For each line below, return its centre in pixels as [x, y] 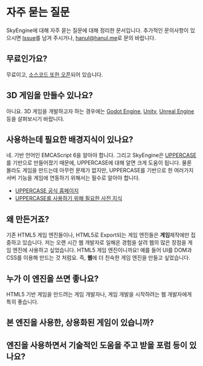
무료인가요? [27, 59]
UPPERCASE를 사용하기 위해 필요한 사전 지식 [69, 198]
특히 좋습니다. [23, 302]
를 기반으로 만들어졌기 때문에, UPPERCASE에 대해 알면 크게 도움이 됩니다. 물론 [99, 163]
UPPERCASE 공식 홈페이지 [47, 191]
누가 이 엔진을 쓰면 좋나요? [53, 279]
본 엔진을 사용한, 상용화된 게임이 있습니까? [80, 323]
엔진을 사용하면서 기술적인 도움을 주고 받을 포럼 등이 [97, 345]
